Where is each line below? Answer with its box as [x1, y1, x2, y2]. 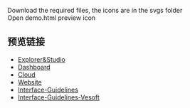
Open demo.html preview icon [7, 13, 96, 22]
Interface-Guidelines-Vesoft [17, 92, 100, 102]
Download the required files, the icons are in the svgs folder [7, 6, 183, 14]
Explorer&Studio [17, 55, 65, 63]
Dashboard [17, 63, 51, 71]
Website [17, 77, 43, 86]
